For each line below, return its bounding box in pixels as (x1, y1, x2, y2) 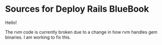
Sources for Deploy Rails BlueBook (5, 3, 149, 15)
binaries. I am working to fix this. (5, 34, 71, 40)
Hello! (5, 20, 17, 25)
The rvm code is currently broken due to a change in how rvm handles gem (5, 29, 158, 35)
